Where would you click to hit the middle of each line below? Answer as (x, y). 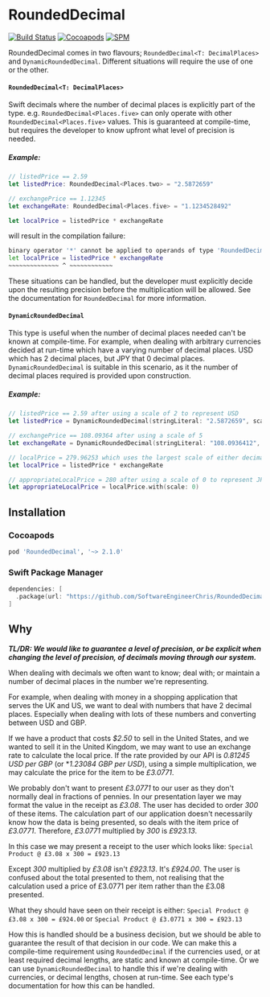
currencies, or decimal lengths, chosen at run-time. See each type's (121, 977)
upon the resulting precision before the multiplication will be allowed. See (130, 290)
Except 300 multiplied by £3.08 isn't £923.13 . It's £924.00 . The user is (125, 869)
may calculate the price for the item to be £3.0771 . (91, 772)
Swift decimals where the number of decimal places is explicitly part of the (132, 105)
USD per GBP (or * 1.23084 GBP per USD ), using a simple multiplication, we (133, 764)
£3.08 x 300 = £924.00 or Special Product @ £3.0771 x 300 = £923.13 (125, 918)
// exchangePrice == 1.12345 (57, 199)
